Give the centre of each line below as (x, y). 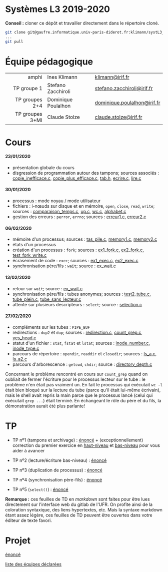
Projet (18, 540)
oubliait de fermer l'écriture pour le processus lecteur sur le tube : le (75, 379)
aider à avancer (28, 450)
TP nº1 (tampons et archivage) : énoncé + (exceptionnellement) (78, 440)
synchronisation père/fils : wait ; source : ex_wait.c (64, 266)
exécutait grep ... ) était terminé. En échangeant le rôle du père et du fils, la (83, 400)
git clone (15, 32)
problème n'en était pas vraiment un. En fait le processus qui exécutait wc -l (84, 384)
